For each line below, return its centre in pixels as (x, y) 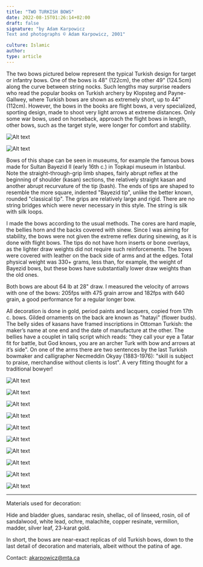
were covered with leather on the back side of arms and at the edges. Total (100, 255)
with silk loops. (25, 212)
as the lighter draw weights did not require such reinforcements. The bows (99, 249)
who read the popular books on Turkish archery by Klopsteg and (87, 93)
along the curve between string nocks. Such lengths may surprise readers (98, 86)
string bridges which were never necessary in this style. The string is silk (97, 205)
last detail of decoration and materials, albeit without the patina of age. (94, 546)
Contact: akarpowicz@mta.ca (43, 557)
